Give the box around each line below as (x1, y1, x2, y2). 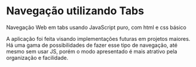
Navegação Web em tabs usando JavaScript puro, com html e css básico (6, 24, 187, 31)
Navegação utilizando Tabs (6, 4, 145, 18)
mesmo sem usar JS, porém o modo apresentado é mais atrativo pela (6, 47, 177, 55)
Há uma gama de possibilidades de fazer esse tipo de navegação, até (6, 42, 178, 49)
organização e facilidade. (6, 54, 69, 61)
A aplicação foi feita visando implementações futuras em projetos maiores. (6, 35, 191, 42)
